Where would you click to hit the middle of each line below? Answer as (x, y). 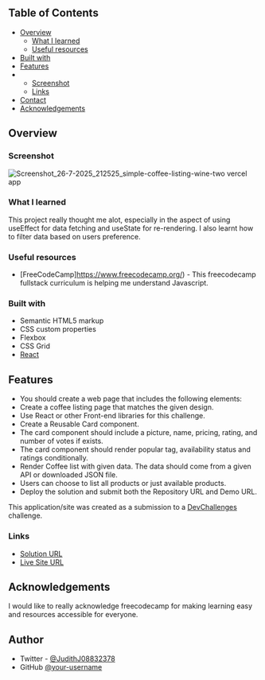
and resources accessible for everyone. (73, 615)
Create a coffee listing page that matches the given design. (117, 407)
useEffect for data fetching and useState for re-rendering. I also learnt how (131, 228)
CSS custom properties (58, 329)
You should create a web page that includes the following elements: (131, 399)
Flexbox (33, 338)
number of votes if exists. (61, 441)
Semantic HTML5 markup (62, 321)
